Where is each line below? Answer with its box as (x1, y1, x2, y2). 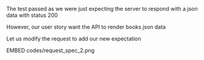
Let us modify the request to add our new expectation (6, 35, 141, 42)
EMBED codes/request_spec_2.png (6, 47, 95, 54)
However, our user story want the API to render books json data (6, 24, 166, 30)
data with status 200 (6, 12, 58, 19)
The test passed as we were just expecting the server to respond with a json (6, 5, 198, 12)
